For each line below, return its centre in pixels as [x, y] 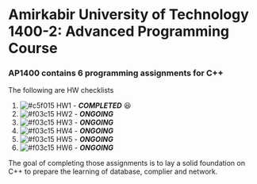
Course [33, 48]
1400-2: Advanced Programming [119, 31]
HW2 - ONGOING [84, 114]
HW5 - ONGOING [84, 140]
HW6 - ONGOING [84, 148]
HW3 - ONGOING [84, 123]
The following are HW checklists [61, 90]
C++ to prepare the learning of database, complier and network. [113, 171]
